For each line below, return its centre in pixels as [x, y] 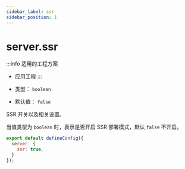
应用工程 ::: [28, 76]
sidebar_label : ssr [30, 12]
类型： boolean [33, 89]
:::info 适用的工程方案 [32, 64]
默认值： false [33, 102]
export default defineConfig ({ [45, 138]
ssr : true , [30, 149]
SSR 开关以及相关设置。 [35, 114]
